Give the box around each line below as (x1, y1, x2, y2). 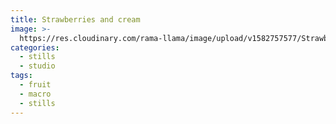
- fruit (19, 80, 52, 90)
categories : (10, 42, 60, 53)
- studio (19, 61, 56, 71)
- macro (19, 89, 52, 99)
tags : (10, 71, 33, 81)
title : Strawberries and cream (10, 14, 141, 25)
